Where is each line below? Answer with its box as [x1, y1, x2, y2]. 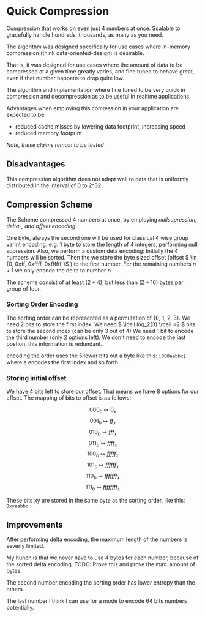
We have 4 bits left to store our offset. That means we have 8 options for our [6, 387, 199, 395]
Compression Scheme [6, 200, 93, 210]
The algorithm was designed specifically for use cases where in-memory [6, 43, 191, 50]
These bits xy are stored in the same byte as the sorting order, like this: [6, 496, 185, 504]
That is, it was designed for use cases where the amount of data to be [6, 61, 183, 69]
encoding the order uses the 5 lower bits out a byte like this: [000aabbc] [6, 352, 187, 359]
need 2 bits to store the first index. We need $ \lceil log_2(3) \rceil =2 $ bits [6, 320, 196, 328]
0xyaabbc [6, 503, 29, 509]
